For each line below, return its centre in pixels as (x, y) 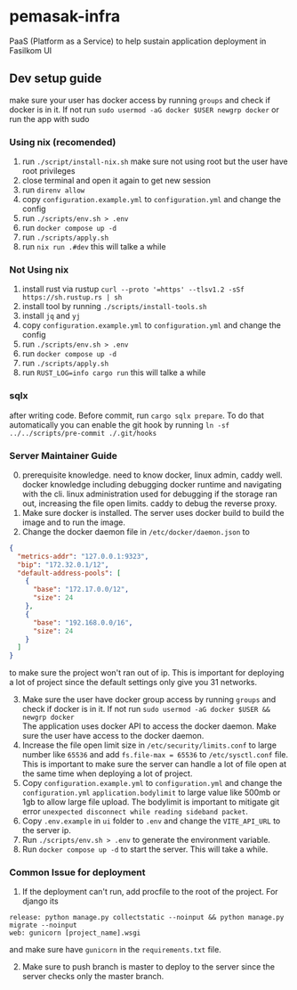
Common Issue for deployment (77, 872)
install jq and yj (51, 316)
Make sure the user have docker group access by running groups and (149, 700)
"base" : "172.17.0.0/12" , (80, 590)
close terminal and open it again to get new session (116, 181)
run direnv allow (53, 190)
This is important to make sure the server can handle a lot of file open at (154, 765)
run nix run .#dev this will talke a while (94, 247)
